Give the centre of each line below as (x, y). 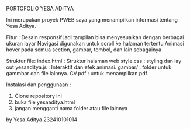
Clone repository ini (38, 96)
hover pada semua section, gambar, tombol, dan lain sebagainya (84, 50)
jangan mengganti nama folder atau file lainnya (71, 108)
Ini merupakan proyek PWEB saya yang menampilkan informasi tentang (92, 20)
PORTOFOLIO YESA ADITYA (40, 8)
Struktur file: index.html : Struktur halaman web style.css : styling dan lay (94, 61)
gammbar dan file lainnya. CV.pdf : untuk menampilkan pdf (77, 73)
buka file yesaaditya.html (45, 102)
